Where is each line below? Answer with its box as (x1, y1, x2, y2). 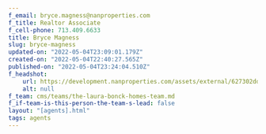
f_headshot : (8, 70, 47, 78)
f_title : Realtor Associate (8, 19, 101, 27)
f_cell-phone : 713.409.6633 (8, 26, 101, 34)
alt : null (22, 84, 55, 93)
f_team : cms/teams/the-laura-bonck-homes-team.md (8, 92, 176, 100)
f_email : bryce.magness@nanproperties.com (8, 11, 150, 20)
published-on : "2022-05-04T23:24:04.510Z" (8, 63, 150, 71)
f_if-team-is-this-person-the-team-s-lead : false (8, 99, 176, 107)
